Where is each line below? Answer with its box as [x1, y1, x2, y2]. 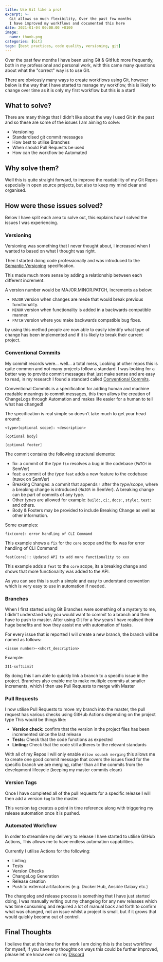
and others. [12, 502, 36, 508]
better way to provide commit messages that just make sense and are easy [5, 371, 156, 377]
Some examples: [5, 522, 38, 528]
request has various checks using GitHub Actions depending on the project [5, 712, 156, 717]
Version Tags [5, 779, 37, 786]
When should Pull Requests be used [12, 145, 85, 151]
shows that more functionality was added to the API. [5, 568, 110, 574]
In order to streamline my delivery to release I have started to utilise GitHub [5, 833, 155, 839]
